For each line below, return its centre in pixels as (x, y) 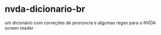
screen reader (19, 28)
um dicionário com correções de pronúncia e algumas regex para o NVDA (80, 23)
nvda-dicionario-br (45, 9)
